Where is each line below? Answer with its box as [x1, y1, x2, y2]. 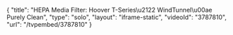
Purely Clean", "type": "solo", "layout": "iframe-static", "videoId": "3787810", [6, 13, 227, 21]
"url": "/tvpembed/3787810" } [6, 21, 93, 28]
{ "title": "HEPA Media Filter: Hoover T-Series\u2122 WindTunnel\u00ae [6, 6, 213, 14]
